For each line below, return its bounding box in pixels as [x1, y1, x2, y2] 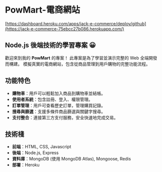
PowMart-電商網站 [5, 4, 80, 16]
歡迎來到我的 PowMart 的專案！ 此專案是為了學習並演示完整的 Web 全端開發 [5, 55, 158, 61]
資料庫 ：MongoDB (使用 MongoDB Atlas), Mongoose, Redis [12, 156, 132, 162]
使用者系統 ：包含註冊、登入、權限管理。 [12, 96, 93, 102]
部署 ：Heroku [12, 162, 40, 168]
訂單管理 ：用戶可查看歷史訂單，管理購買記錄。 [12, 102, 105, 108]
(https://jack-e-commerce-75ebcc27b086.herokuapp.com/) [5, 26, 124, 31]
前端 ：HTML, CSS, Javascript [12, 144, 72, 150]
